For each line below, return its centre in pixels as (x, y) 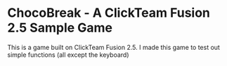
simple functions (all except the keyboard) (68, 55)
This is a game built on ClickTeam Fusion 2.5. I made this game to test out (113, 47)
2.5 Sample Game (60, 28)
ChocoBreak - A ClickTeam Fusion (109, 13)
